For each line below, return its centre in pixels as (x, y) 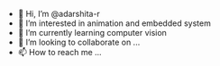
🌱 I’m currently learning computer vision (92, 33)
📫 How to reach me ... (60, 52)
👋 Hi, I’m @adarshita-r (59, 14)
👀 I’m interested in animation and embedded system (115, 23)
